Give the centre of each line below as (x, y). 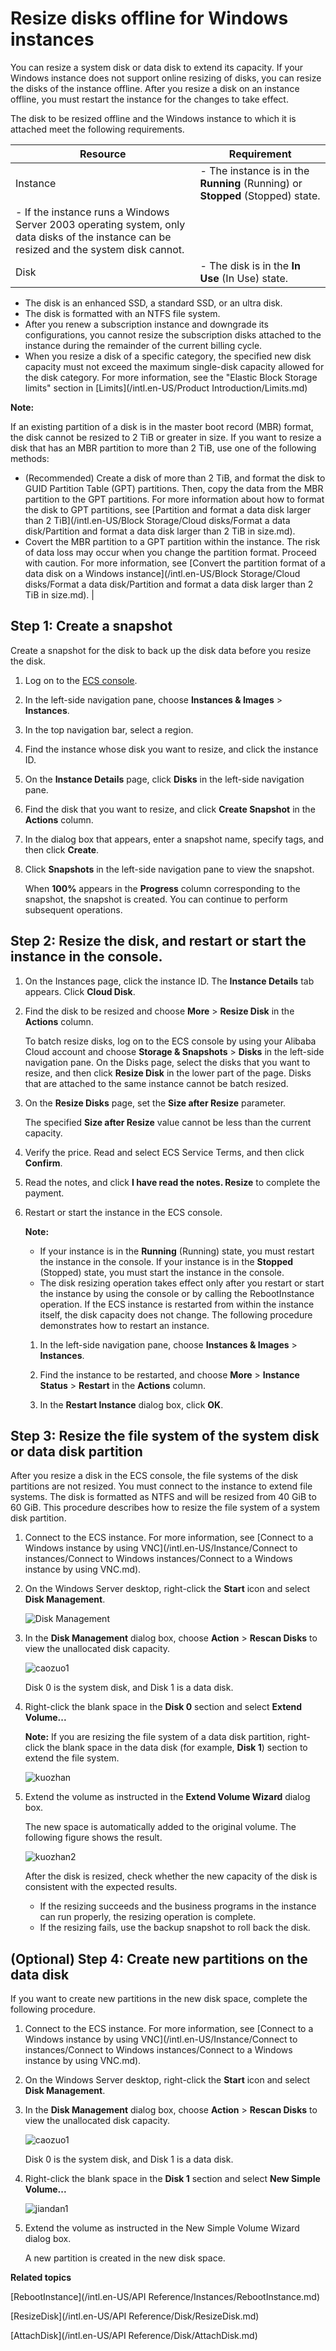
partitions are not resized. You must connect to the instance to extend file (161, 1486)
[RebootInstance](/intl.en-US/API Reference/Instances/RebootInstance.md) (165, 2297)
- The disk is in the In (250, 265)
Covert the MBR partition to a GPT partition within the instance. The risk (172, 541)
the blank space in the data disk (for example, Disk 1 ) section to (177, 1748)
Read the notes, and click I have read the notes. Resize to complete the (172, 1182)
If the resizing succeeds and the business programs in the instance (178, 1906)
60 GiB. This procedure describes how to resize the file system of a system (165, 1508)
